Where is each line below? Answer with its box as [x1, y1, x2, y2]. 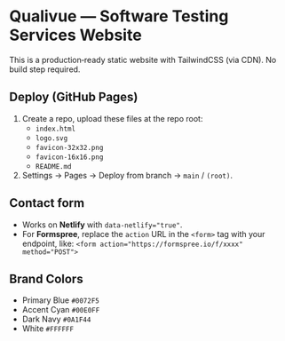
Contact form [9, 195, 85, 210]
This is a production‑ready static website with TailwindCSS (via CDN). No [9, 54, 277, 65]
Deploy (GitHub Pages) [9, 90, 139, 105]
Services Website [9, 25, 142, 45]
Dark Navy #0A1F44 [21, 313, 91, 325]
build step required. [9, 64, 81, 75]
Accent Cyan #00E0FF [21, 305, 100, 315]
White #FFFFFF [21, 323, 74, 334]
